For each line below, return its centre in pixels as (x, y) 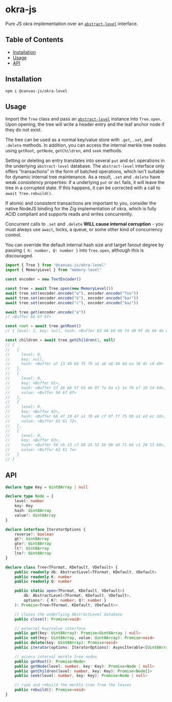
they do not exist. (24, 130)
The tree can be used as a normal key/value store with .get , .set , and (79, 140)
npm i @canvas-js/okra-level (36, 91)
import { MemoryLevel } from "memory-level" (53, 270)
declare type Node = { (29, 496)
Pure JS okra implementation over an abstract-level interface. (72, 24)
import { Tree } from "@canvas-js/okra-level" (56, 265)
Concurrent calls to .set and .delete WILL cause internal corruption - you (84, 224)
